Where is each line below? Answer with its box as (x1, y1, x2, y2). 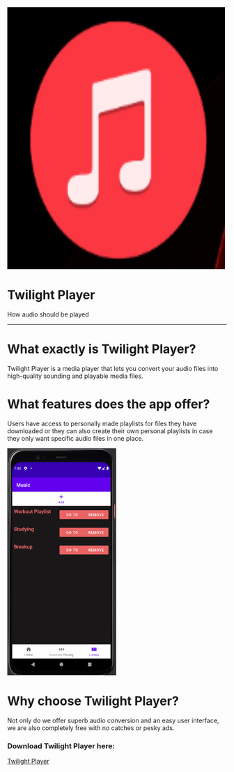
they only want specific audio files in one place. (7, 434, 144, 442)
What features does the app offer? (7, 396, 210, 412)
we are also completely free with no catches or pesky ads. (7, 723, 175, 732)
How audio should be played (7, 310, 89, 319)
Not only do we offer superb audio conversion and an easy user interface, (7, 716, 219, 724)
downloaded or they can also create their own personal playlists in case (7, 426, 213, 435)
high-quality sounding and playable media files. (7, 372, 143, 380)
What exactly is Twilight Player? (7, 342, 196, 357)
